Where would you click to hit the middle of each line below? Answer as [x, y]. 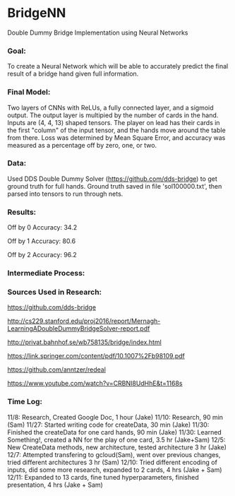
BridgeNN [37, 13]
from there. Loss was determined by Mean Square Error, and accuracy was [116, 137]
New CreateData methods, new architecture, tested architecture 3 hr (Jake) [117, 447]
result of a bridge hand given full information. [73, 74]
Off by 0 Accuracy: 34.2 [42, 228]
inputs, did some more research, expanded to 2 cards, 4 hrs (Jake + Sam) [115, 470]
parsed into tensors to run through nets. [65, 194]
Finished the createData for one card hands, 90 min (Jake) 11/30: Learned [115, 432]
